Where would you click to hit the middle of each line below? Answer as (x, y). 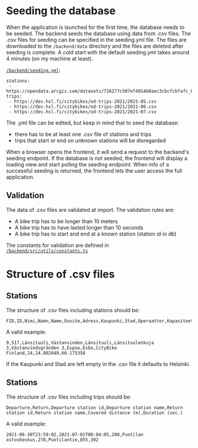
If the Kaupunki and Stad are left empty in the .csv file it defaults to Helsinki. (98, 364)
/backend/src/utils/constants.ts (47, 251)
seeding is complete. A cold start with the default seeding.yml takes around (98, 52)
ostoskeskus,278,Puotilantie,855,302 (52, 440)
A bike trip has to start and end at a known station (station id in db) (95, 234)
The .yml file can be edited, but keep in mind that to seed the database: (93, 123)
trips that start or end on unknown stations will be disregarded (90, 140)
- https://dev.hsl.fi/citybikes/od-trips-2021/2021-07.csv (83, 112)
